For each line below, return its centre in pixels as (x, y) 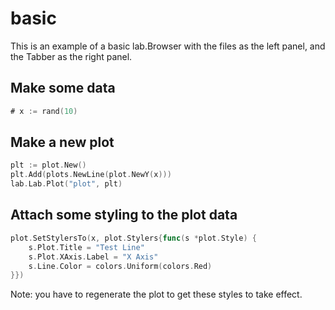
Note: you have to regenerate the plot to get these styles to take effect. (156, 294)
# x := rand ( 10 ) (44, 111)
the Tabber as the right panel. (71, 56)
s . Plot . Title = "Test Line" (86, 247)
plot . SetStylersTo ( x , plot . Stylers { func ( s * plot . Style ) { (133, 238)
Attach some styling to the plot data (124, 215)
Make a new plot (62, 142)
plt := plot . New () (48, 165)
